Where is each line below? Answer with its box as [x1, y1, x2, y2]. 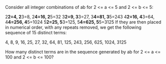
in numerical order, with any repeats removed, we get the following [5, 24, 142, 30]
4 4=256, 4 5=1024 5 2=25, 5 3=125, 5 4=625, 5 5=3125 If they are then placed [5, 19, 162, 25]
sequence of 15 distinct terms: [5, 30, 67, 35]
